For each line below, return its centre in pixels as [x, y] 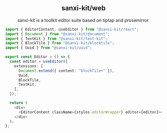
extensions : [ [29, 66]
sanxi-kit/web [83, 8]
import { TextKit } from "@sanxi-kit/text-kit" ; [56, 39]
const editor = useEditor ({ [39, 62]
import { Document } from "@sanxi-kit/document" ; [58, 34]
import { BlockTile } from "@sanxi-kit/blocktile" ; [60, 43]
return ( [19, 103]
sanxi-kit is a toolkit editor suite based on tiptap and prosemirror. [83, 20]
